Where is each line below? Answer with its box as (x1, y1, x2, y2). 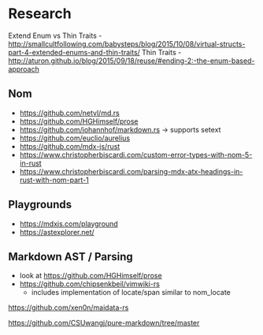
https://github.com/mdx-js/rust (19, 141, 120, 151)
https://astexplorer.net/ (19, 227, 94, 236)
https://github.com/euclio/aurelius (19, 133, 131, 143)
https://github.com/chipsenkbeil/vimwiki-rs (19, 279, 160, 288)
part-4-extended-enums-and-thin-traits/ (8, 47, 140, 57)
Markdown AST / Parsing (8, 250, 134, 263)
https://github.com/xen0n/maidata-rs (8, 303, 129, 312)
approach (8, 64, 39, 73)
